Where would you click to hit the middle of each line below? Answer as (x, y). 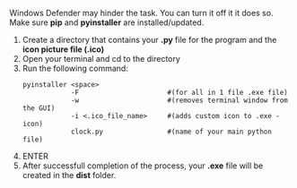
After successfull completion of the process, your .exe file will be (143, 166)
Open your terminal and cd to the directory (101, 59)
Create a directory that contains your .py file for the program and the (149, 40)
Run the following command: (75, 68)
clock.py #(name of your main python (171, 132)
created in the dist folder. (69, 175)
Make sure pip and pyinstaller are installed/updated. (107, 22)
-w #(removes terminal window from (179, 100)
